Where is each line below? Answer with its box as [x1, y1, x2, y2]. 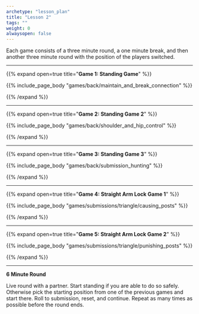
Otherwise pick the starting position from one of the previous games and [6, 288, 184, 296]
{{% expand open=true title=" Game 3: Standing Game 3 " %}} [6, 151, 158, 158]
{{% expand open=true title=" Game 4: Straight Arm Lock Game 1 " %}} [6, 191, 179, 198]
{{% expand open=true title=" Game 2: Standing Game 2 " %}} [6, 110, 158, 118]
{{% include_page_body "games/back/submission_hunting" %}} [6, 162, 163, 169]
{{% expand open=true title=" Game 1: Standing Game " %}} [6, 71, 152, 78]
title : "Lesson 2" [6, 14, 52, 20]
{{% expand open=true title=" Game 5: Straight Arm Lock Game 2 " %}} [6, 231, 181, 238]
